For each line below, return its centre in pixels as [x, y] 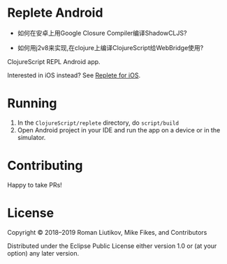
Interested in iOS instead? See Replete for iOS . [74, 75]
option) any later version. [43, 253]
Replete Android [55, 13]
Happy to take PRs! [35, 185]
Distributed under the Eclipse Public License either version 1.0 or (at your [112, 246]
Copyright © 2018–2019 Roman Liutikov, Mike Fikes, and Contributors [107, 232]
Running [32, 103]
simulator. [31, 137]
